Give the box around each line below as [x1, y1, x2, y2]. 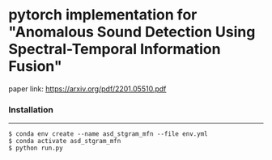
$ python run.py [8, 144, 63, 153]
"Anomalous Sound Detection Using [8, 23, 256, 41]
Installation [8, 103, 54, 115]
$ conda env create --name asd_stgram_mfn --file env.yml [8, 130, 208, 138]
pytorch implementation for [8, 6, 198, 24]
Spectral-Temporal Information [8, 40, 221, 58]
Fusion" [8, 57, 62, 76]
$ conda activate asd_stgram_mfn [8, 137, 121, 145]
